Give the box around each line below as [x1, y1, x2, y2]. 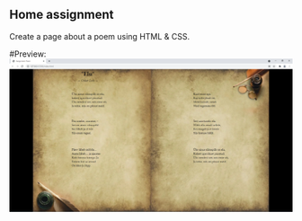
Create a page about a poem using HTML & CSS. [9, 31, 191, 41]
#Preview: [9, 49, 47, 59]
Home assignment [9, 7, 114, 22]
